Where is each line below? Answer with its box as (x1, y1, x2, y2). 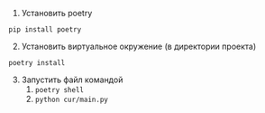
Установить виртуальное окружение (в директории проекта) (21, 41, 257, 52)
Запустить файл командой (21, 74, 123, 85)
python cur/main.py (34, 95, 109, 104)
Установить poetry (21, 8, 93, 18)
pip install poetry (8, 25, 82, 34)
